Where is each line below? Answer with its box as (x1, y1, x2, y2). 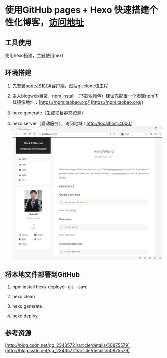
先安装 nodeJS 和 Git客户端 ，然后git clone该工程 (12, 83, 108, 89)
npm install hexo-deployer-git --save (12, 284, 88, 290)
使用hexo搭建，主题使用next (5, 53, 64, 58)
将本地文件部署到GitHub (5, 270, 80, 279)
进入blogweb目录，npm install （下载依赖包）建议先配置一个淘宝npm (12, 93, 155, 99)
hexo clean (12, 294, 35, 300)
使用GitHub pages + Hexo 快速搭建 (5, 4, 149, 16)
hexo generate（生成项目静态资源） (12, 110, 86, 116)
